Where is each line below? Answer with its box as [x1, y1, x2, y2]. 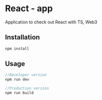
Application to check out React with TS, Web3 [5, 19, 98, 25]
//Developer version [5, 73, 47, 78]
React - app [5, 3, 53, 14]
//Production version [5, 86, 49, 91]
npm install [5, 46, 29, 51]
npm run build [5, 91, 34, 96]
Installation [5, 33, 40, 41]
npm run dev [5, 77, 29, 82]
